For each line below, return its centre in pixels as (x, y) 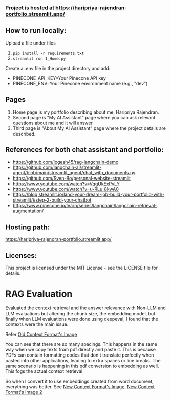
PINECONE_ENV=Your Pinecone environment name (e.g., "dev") (80, 83)
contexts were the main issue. (37, 324)
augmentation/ (28, 211)
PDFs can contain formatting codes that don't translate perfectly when (80, 355)
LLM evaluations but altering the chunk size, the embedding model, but (80, 313)
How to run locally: (36, 30)
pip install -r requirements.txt (48, 53)
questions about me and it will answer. (53, 123)
